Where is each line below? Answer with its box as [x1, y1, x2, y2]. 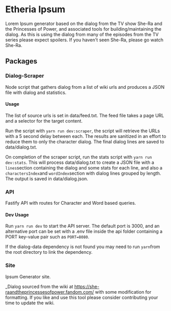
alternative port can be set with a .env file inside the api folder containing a [5, 228, 163, 234]
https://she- [74, 283, 100, 290]
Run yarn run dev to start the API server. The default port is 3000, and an [5, 223, 160, 229]
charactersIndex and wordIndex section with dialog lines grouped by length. [5, 170, 161, 176]
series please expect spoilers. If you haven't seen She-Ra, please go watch [5, 37, 164, 43]
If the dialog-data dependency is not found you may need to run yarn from [5, 244, 160, 250]
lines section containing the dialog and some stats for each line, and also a [5, 164, 162, 171]
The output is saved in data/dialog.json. [5, 175, 88, 182]
